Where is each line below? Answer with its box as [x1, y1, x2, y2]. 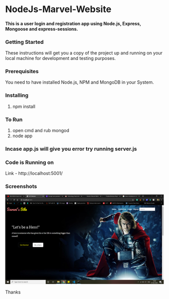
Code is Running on [5, 159, 54, 166]
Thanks [5, 289, 21, 295]
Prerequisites [5, 68, 39, 75]
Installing [5, 92, 29, 99]
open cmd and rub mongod [12, 127, 69, 133]
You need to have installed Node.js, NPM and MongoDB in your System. [5, 79, 154, 85]
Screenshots [5, 183, 37, 190]
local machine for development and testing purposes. [5, 55, 116, 62]
